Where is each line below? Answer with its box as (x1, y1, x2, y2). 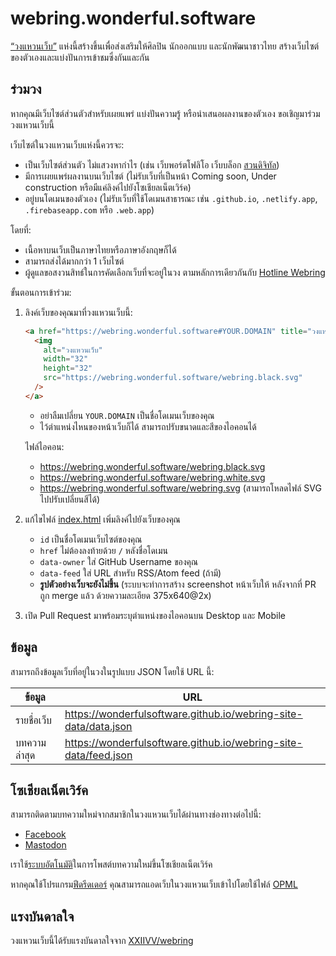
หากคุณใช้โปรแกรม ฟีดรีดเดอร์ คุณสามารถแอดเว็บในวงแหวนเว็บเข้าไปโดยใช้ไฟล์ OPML (10, 878, 298, 891)
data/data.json (64, 719, 133, 733)
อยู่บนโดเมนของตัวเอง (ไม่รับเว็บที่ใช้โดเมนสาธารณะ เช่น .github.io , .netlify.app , (24, 192, 318, 204)
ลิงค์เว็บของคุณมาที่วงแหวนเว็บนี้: (24, 306, 133, 318)
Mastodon (24, 839, 67, 851)
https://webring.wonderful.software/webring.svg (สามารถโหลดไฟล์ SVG (39, 482, 322, 494)
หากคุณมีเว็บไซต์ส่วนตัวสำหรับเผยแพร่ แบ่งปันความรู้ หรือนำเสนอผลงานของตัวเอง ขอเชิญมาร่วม (10, 107, 321, 119)
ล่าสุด (15, 748, 36, 762)
